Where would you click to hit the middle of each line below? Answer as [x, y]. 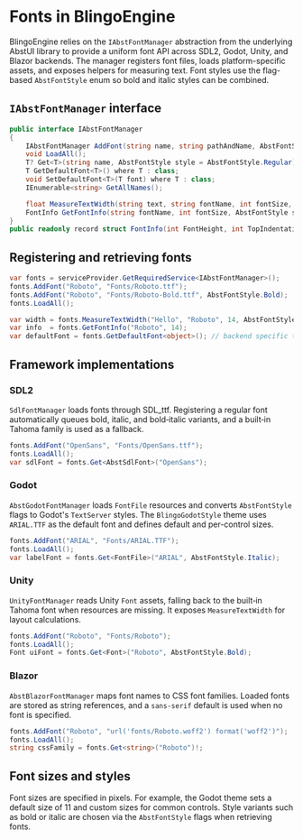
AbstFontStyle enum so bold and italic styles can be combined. [152, 79]
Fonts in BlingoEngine [92, 17]
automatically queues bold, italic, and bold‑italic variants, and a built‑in [140, 419]
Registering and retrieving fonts [101, 258]
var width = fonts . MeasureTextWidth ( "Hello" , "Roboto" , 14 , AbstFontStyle [153, 319]
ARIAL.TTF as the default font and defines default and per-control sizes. [142, 524]
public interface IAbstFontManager [76, 129]
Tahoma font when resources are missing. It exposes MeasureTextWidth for [147, 610]
